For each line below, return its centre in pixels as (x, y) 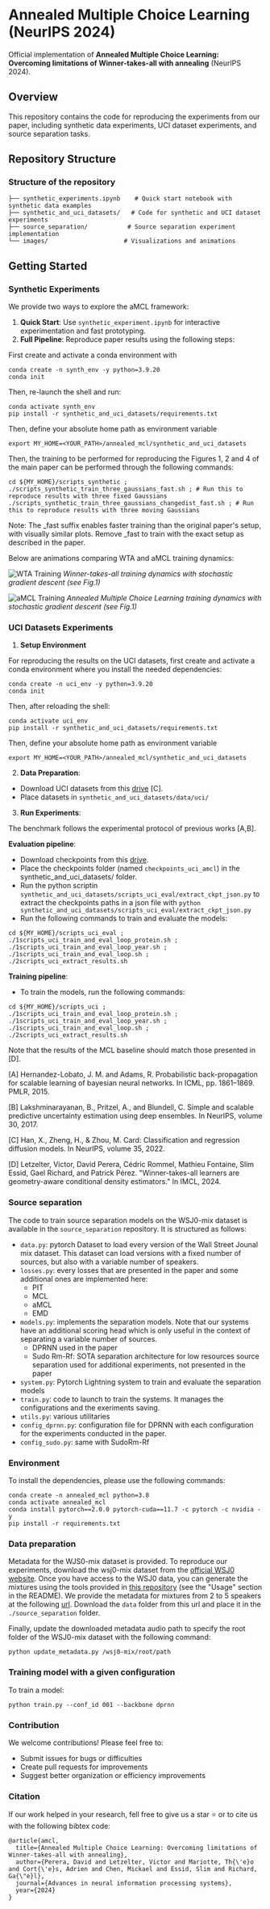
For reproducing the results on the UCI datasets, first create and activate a (132, 661)
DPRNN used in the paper (75, 1347)
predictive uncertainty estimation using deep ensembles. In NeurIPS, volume (135, 1116)
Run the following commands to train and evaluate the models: (124, 918)
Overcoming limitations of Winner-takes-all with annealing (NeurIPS (125, 63)
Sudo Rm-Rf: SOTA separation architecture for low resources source (145, 1356)
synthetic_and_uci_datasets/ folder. (78, 877)
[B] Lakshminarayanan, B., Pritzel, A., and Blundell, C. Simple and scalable (131, 1107)
